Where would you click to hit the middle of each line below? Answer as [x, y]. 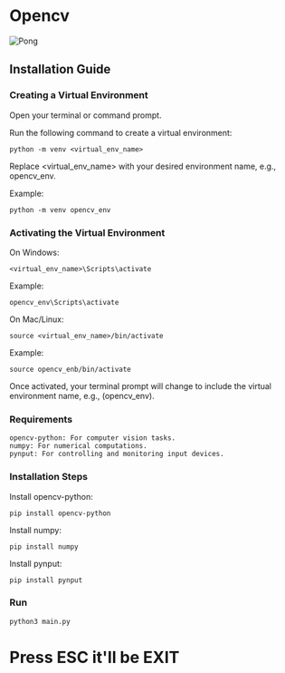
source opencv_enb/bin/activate [70, 369]
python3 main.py [40, 621]
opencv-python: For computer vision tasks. [93, 438]
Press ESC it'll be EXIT [95, 658]
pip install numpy [44, 546]
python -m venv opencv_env [60, 210]
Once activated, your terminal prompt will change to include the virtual [141, 385]
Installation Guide [60, 69]
